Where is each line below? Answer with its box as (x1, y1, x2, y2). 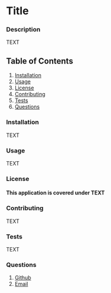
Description (6, 26, 41, 34)
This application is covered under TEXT (6, 189, 105, 196)
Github (14, 274, 31, 281)
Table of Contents (6, 56, 74, 66)
